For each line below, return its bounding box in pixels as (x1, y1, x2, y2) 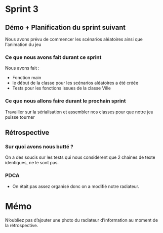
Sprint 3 (5, 3, 39, 15)
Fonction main (12, 75, 41, 81)
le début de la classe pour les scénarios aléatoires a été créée (12, 80, 139, 86)
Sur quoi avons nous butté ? (5, 143, 74, 150)
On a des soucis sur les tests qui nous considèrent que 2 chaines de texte (5, 154, 156, 160)
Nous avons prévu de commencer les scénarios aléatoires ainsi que (5, 36, 143, 42)
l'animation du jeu (5, 42, 41, 47)
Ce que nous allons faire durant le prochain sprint (5, 97, 126, 104)
